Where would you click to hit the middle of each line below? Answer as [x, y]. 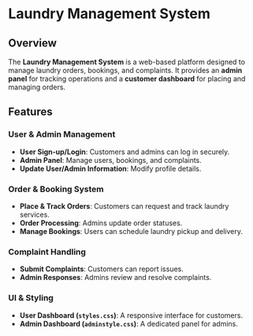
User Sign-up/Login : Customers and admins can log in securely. [125, 152]
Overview [33, 43]
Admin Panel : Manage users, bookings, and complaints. [111, 160]
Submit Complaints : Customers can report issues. [101, 269]
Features [30, 112]
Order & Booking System [56, 189]
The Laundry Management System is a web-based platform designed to [127, 62]
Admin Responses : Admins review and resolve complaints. [115, 277]
